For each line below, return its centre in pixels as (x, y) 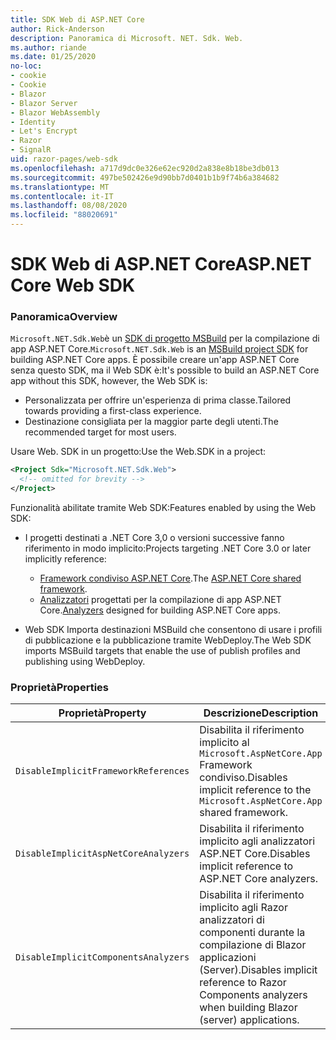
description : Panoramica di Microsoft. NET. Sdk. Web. (127, 38)
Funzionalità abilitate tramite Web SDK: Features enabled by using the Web (163, 508)
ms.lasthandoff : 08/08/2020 (69, 206)
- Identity (33, 122)
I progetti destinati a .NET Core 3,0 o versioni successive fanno (154, 538)
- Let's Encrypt (44, 131)
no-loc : (26, 66)
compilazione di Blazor (253, 945)
